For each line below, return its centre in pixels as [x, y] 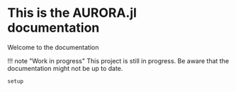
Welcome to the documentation [53, 47]
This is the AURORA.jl [72, 13]
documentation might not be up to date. [65, 68]
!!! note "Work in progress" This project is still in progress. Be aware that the [118, 60]
